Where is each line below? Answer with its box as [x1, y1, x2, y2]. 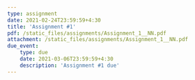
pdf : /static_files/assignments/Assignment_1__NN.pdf [7, 29, 167, 37]
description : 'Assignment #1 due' [19, 62, 120, 69]
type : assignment [7, 10, 58, 17]
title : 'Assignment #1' [7, 23, 77, 30]
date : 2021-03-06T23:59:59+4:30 [19, 56, 114, 63]
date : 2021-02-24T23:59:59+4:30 [7, 17, 101, 24]
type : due [19, 49, 49, 56]
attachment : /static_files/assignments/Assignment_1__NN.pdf [7, 36, 189, 43]
